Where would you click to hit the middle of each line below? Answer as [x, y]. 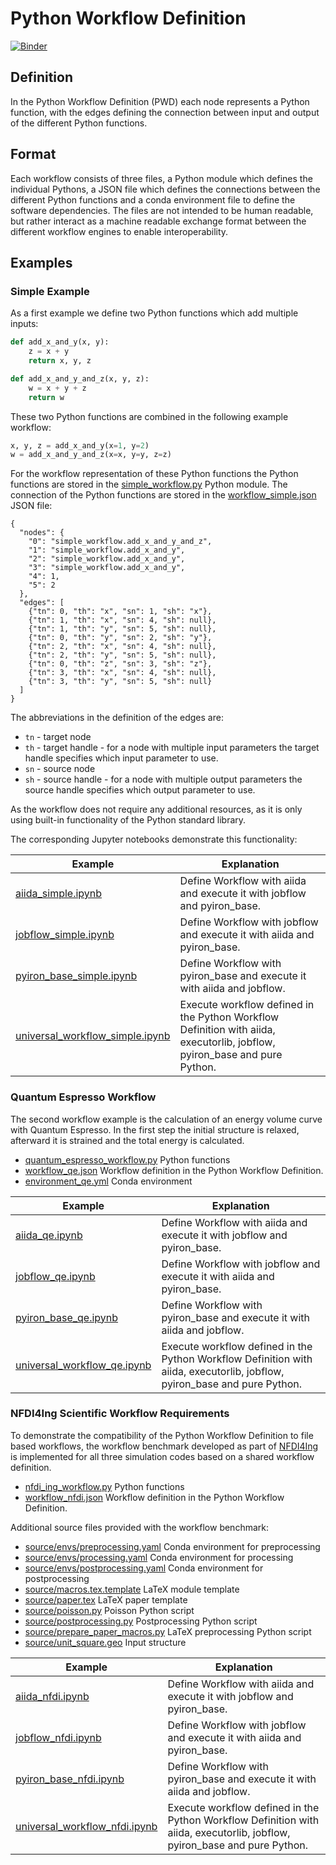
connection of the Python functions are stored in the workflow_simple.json [163, 495]
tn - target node [58, 737]
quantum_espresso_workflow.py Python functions [127, 1159]
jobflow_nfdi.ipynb [58, 1737]
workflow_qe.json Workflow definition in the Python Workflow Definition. [174, 1170]
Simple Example [50, 291]
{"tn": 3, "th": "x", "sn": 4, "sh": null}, [122, 673]
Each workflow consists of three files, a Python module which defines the [161, 178]
